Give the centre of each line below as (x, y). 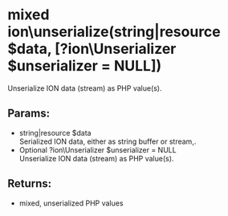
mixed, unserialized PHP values (71, 203)
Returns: (30, 183)
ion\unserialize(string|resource (114, 32)
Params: (28, 114)
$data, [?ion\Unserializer (92, 49)
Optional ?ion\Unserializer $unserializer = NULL (98, 149)
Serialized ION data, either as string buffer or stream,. (108, 141)
